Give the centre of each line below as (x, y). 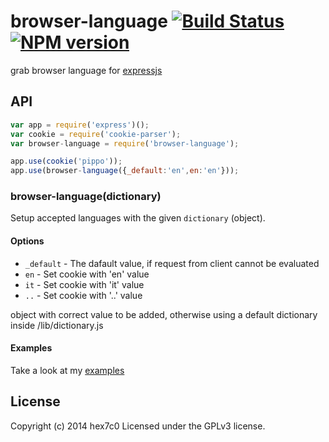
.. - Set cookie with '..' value (83, 295)
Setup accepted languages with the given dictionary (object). (138, 218)
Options (27, 241)
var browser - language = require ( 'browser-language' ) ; (125, 143)
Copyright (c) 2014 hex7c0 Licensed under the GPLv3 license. (138, 426)
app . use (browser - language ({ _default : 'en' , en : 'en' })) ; (125, 171)
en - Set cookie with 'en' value (87, 274)
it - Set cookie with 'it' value (84, 284)
